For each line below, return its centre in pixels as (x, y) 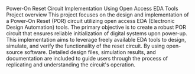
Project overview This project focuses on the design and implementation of (97, 15)
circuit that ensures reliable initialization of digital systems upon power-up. (97, 33)
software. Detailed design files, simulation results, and (90, 52)
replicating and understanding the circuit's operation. (71, 65)
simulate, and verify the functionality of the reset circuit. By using (86, 46)
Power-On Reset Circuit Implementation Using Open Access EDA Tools (92, 9)
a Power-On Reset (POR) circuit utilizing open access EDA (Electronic (91, 21)
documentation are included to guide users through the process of (87, 58)
